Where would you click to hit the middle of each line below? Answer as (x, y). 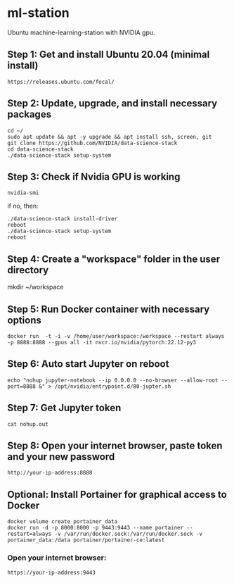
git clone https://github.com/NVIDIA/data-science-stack (92, 143)
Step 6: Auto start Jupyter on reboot (88, 364)
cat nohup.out (28, 424)
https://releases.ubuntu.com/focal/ (61, 82)
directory (28, 270)
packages (29, 114)
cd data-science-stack (40, 149)
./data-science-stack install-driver (63, 219)
